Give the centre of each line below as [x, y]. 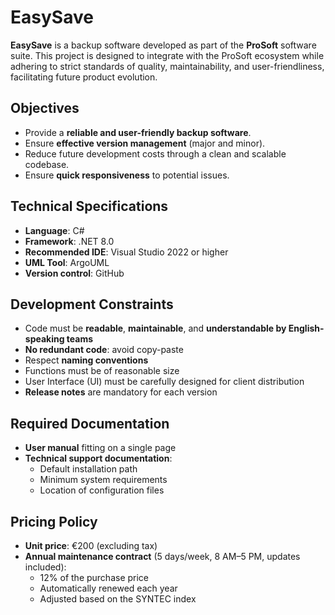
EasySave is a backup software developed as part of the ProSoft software [163, 45]
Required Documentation [90, 423]
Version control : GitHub [74, 273]
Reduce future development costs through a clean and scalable [155, 153]
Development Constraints [92, 304]
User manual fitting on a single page [100, 448]
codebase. [47, 164]
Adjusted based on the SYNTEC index [118, 599]
